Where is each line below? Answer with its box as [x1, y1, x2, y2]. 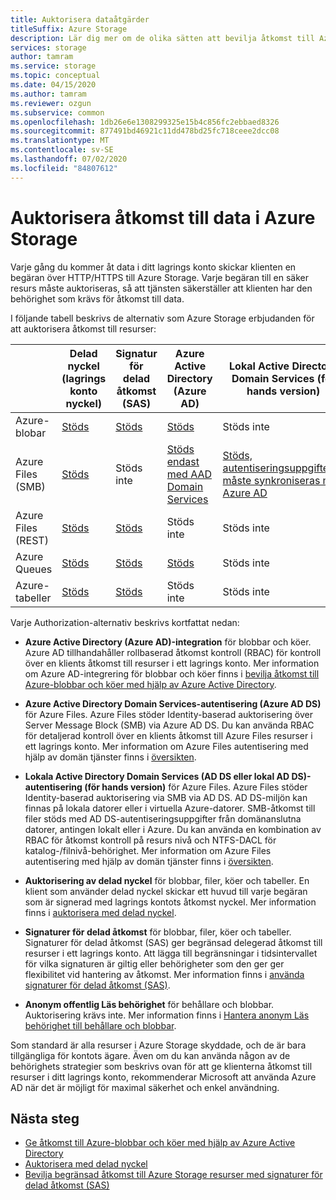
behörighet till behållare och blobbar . [24, 1019, 177, 1031]
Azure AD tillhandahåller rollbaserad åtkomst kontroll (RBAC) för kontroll [24, 646, 322, 658]
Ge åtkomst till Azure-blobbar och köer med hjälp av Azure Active [24, 1137, 296, 1149]
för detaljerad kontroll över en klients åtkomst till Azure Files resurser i [24, 729, 313, 741]
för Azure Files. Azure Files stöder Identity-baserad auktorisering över [24, 708, 313, 720]
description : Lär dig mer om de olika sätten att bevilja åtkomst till [10, 33, 315, 43]
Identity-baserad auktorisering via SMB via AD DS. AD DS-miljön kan [24, 791, 308, 803]
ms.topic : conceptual [10, 71, 101, 81]
